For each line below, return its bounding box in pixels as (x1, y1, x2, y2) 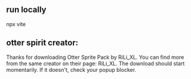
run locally (6, 5, 47, 15)
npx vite (6, 20, 26, 27)
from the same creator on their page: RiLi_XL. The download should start (6, 59, 185, 67)
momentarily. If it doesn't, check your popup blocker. (6, 66, 136, 73)
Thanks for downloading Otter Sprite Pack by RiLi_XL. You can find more (6, 53, 184, 61)
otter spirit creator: (6, 38, 79, 48)
